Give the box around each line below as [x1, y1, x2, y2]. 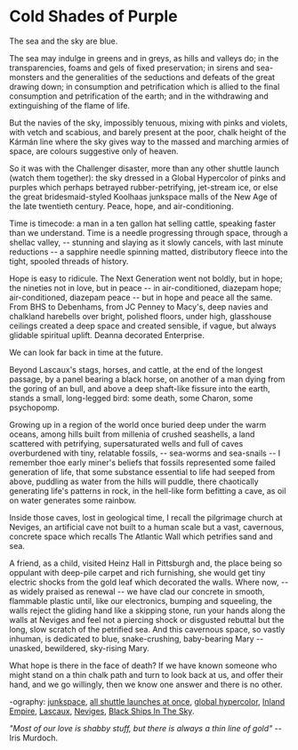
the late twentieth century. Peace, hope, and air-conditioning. [9, 200, 234, 211]
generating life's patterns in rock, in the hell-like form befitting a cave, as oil [9, 485, 286, 496]
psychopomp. [9, 402, 60, 413]
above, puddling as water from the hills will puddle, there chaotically [9, 476, 260, 487]
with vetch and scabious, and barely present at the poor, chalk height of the [9, 126, 286, 137]
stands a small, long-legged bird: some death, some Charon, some [9, 392, 254, 403]
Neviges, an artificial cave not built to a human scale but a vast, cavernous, [9, 521, 285, 532]
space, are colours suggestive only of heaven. [9, 145, 179, 157]
